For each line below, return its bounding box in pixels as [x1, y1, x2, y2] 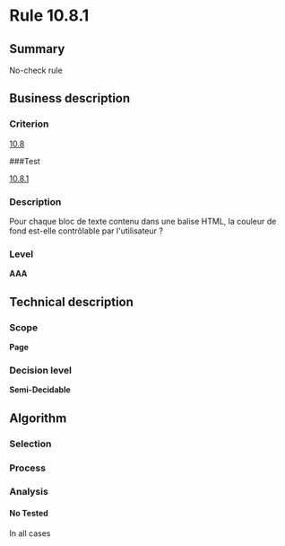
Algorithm [9, 410, 67, 426]
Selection [9, 437, 52, 450]
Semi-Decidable [9, 384, 72, 395]
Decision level [9, 364, 72, 376]
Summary [9, 41, 65, 57]
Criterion [9, 118, 49, 130]
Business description [9, 91, 131, 106]
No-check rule [9, 65, 63, 75]
